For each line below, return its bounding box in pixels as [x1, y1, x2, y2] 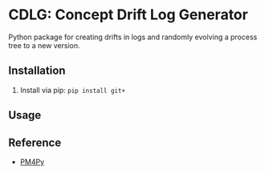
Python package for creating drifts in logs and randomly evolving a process [8, 32, 258, 42]
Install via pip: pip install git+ [19, 85, 126, 95]
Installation [8, 64, 66, 78]
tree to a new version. [8, 40, 80, 50]
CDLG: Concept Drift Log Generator [8, 6, 249, 24]
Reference [8, 136, 62, 149]
